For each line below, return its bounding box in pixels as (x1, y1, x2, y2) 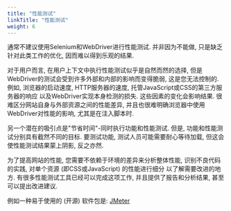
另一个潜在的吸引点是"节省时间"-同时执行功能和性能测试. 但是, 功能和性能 (7, 124, 217, 132)
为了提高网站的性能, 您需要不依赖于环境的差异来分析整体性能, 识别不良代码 (7, 156, 221, 165)
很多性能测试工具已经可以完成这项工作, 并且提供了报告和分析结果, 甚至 (22, 174, 224, 182)
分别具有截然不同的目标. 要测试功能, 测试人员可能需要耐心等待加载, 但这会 (12, 133, 224, 141)
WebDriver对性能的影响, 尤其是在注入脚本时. (7, 109, 134, 118)
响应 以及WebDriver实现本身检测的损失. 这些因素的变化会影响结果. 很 (25, 92, 223, 100)
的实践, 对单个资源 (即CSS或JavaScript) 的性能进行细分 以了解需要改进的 (7, 165, 215, 173)
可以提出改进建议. (7, 182, 58, 190)
